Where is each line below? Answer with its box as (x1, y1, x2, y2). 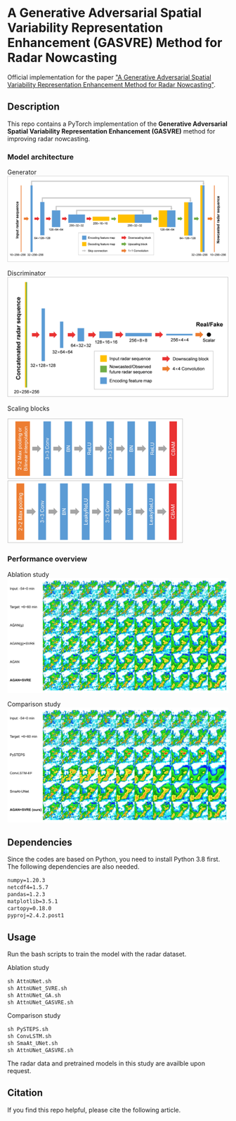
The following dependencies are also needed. (7, 862, 140, 871)
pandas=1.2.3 (7, 891, 46, 898)
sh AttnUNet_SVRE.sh (7, 985, 68, 992)
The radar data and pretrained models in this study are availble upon (7, 1059, 206, 1068)
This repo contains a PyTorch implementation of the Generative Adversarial (7, 119, 228, 128)
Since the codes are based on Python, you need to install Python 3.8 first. (7, 855, 221, 864)
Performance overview (7, 554, 88, 564)
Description (7, 101, 60, 113)
